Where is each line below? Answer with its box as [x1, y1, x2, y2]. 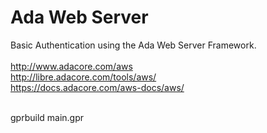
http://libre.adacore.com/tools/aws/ [10, 71, 157, 83]
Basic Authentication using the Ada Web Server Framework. [10, 39, 257, 51]
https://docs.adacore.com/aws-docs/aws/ [10, 81, 185, 93]
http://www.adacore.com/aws [10, 60, 133, 72]
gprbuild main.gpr [10, 111, 85, 123]
